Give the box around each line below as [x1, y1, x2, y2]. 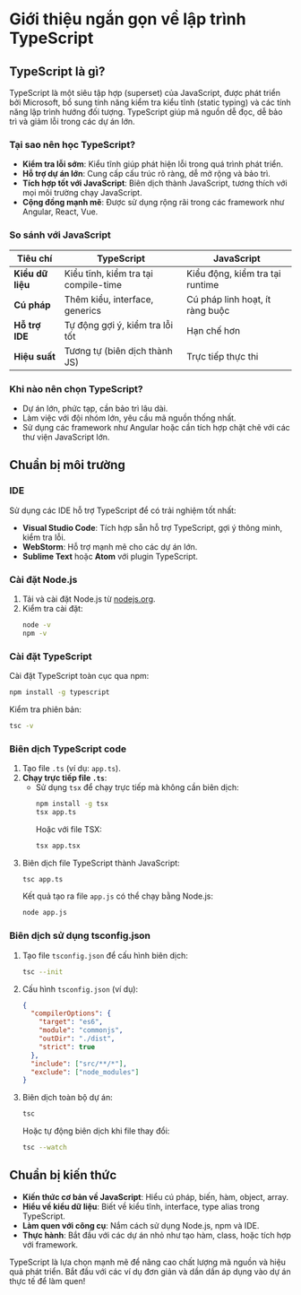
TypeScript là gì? [9, 64, 106, 79]
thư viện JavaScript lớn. [21, 431, 110, 442]
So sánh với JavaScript [9, 229, 112, 241]
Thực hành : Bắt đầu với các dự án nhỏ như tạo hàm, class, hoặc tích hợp [21, 1230, 291, 1240]
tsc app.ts [21, 874, 64, 883]
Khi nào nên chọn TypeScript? [9, 382, 143, 395]
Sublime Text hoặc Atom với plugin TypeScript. [21, 551, 199, 561]
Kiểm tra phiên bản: [9, 704, 82, 715]
